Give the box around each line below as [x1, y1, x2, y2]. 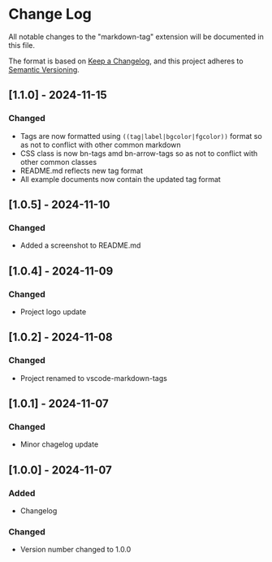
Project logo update [19, 307, 87, 317]
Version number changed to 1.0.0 [19, 545, 132, 555]
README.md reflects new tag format [19, 166, 144, 175]
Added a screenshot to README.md [19, 240, 141, 250]
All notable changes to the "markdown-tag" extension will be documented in [8, 32, 264, 41]
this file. [8, 40, 35, 50]
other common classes [19, 157, 97, 166]
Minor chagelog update [19, 439, 99, 449]
